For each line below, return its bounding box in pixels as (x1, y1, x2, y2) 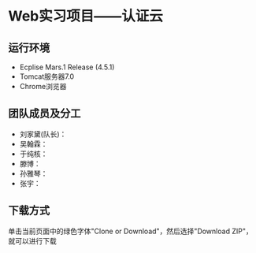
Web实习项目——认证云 (8, 7, 163, 25)
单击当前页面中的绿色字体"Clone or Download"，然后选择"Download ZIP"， (8, 226, 254, 236)
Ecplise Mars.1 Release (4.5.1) (19, 62, 115, 72)
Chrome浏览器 (19, 82, 67, 91)
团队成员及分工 (8, 107, 81, 121)
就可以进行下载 (8, 236, 57, 245)
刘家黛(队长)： (19, 129, 67, 139)
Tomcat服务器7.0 (19, 72, 75, 81)
